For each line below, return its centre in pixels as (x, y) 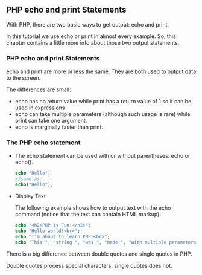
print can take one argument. (51, 121)
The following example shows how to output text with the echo (93, 208)
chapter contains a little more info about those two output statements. (93, 42)
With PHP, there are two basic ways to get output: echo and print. (88, 24)
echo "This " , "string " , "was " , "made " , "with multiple (91, 242)
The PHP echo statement (43, 143)
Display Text (30, 196)
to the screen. (24, 78)
